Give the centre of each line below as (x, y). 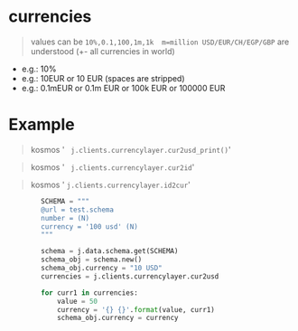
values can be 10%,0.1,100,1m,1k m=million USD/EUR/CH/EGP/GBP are (160, 42)
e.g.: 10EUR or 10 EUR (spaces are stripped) (103, 78)
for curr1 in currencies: (90, 293)
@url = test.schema (78, 210)
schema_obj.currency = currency (117, 318)
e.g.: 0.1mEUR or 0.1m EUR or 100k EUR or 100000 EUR (123, 88)
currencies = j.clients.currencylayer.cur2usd (130, 276)
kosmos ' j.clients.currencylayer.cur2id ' (112, 167)
